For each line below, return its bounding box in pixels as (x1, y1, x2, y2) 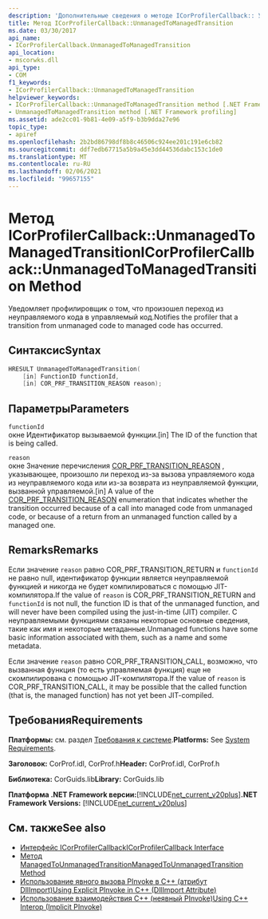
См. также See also (8, 822, 106, 835)
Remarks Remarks (8, 544, 99, 557)
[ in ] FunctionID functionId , (22, 372, 120, 380)
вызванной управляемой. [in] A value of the (8, 486, 154, 496)
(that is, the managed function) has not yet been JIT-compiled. (8, 690, 214, 699)
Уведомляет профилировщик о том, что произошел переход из (8, 303, 224, 313)
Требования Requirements (8, 714, 144, 727)
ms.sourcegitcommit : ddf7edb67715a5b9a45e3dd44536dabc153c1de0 (8, 145, 223, 153)
